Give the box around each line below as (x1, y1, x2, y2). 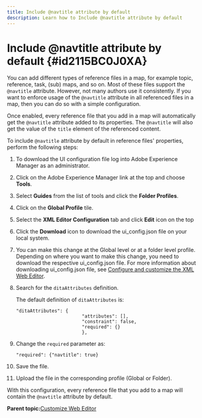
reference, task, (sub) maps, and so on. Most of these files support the (7, 81, 185, 88)
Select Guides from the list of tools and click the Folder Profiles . (15, 192, 179, 200)
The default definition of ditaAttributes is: (15, 296, 124, 303)
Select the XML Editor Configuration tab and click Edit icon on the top (15, 216, 195, 224)
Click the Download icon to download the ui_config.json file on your (15, 228, 187, 235)
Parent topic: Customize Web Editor (7, 405, 97, 412)
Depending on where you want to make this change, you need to (15, 253, 179, 260)
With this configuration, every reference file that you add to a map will (7, 387, 183, 394)
